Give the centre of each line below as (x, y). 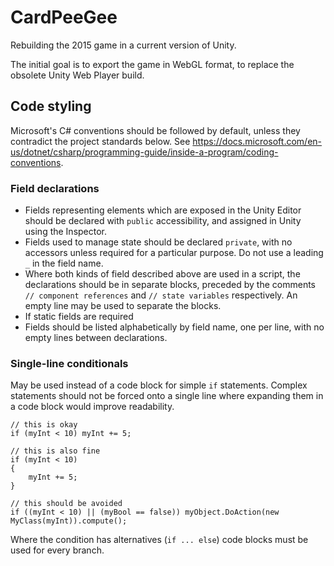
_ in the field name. (64, 263)
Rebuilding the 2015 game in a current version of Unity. (123, 45)
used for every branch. (57, 550)
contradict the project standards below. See (100, 141)
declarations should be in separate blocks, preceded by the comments (170, 285)
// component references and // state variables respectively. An (161, 295)
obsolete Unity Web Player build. (77, 75)
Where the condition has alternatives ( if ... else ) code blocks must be (159, 540)
